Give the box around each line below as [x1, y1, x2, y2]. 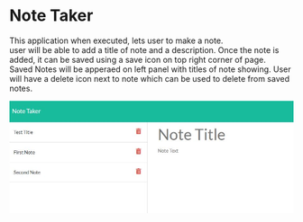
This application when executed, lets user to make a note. [9, 35, 224, 46]
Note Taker [9, 5, 94, 26]
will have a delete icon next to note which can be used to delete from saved [9, 73, 290, 84]
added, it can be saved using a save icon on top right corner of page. [9, 54, 266, 65]
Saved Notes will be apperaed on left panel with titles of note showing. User [9, 64, 291, 75]
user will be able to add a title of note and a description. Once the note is [9, 44, 280, 55]
